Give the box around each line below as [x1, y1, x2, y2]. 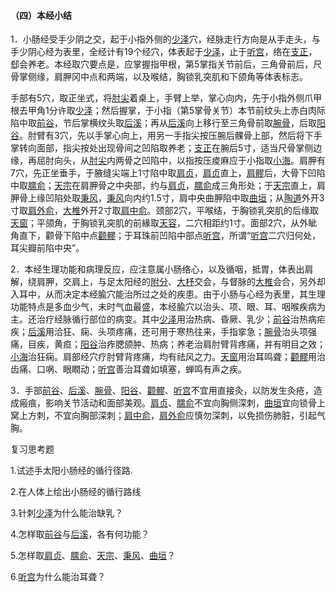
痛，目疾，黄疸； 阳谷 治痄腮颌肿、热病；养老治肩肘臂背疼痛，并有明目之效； [10, 338, 326, 350]
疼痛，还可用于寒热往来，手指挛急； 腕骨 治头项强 [114, 326, 317, 338]
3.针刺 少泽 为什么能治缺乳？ [10, 507, 124, 519]
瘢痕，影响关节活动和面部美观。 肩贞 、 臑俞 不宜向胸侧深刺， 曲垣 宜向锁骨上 [18, 397, 326, 409]
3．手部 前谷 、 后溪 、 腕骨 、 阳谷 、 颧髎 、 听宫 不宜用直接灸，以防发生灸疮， [10, 385, 314, 397]
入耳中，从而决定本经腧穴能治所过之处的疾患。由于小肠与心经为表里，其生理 [10, 288, 326, 300]
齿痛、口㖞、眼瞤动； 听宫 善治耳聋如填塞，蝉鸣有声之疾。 [10, 363, 247, 375]
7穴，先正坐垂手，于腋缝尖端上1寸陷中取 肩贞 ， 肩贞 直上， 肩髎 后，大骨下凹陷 [10, 167, 326, 179]
